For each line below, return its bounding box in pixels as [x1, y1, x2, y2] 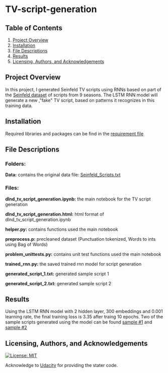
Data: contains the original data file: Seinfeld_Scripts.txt [5, 172, 121, 178]
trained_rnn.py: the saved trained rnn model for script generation [5, 261, 142, 267]
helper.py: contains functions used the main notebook [5, 226, 118, 232]
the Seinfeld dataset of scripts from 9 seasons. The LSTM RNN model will [5, 92, 158, 98]
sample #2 [5, 325, 27, 331]
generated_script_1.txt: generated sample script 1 [5, 271, 109, 277]
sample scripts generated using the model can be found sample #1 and [5, 319, 152, 325]
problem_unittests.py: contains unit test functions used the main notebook [5, 251, 161, 257]
